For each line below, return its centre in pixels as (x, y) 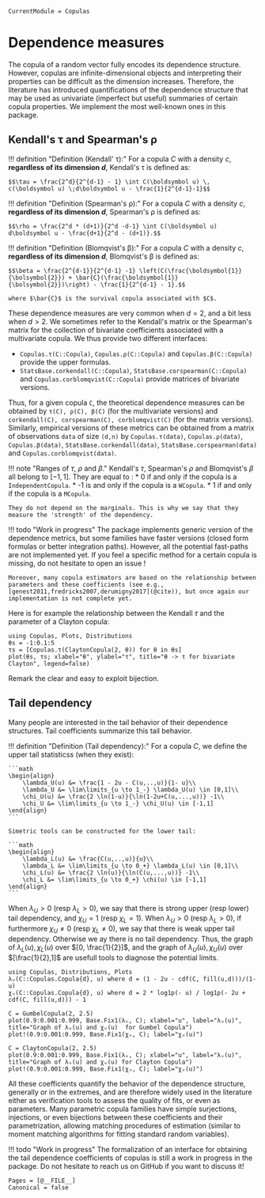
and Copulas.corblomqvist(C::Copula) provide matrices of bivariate (129, 379)
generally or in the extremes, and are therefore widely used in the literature (130, 1092)
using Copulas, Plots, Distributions (70, 636)
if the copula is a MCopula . (49, 493)
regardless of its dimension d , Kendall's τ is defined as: (99, 167)
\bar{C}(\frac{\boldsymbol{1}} (127, 278)
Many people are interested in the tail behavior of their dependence (118, 722)
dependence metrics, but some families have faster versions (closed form (129, 538)
